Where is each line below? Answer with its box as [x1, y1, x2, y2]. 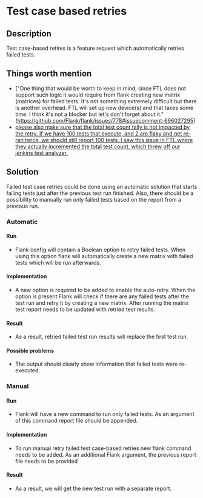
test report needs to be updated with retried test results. [15, 305, 156, 313]
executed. [15, 367, 41, 374]
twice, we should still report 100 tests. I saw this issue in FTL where [25, 136, 193, 143]
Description [6, 29, 52, 39]
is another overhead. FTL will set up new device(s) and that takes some [15, 104, 194, 111]
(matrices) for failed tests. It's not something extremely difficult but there [15, 97, 197, 104]
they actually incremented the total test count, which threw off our [15, 143, 181, 150]
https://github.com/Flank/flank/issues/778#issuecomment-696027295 [17, 117, 194, 124]
